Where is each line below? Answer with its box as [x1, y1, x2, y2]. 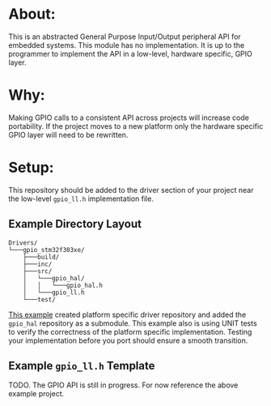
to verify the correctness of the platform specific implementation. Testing [8, 327, 252, 336]
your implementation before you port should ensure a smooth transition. [8, 335, 248, 345]
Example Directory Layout [8, 217, 142, 231]
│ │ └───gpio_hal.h [23, 281, 104, 289]
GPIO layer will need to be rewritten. [8, 130, 129, 139]
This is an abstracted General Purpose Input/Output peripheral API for [8, 32, 241, 41]
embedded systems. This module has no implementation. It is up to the [8, 40, 245, 49]
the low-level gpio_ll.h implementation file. [8, 194, 154, 203]
